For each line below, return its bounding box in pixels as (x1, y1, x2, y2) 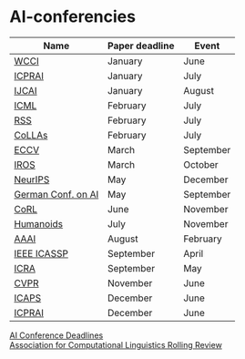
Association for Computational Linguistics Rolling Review (9, 339, 223, 350)
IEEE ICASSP (14, 247, 68, 260)
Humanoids (14, 217, 64, 230)
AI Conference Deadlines (9, 330, 104, 341)
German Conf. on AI (14, 188, 99, 200)
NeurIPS (14, 173, 50, 186)
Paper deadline (107, 39, 175, 52)
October (183, 158, 219, 170)
